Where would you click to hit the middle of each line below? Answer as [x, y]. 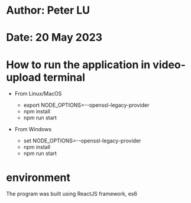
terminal [64, 77]
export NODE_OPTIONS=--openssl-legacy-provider [86, 105]
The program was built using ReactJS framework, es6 [72, 194]
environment [38, 177]
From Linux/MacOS [38, 94]
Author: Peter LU [48, 10]
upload [24, 77]
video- [169, 64]
